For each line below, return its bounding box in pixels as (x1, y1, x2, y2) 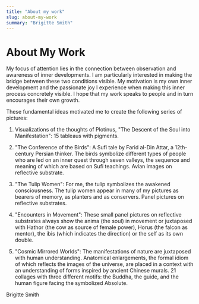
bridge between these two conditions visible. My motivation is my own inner (6, 78, 192, 85)
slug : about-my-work (6, 14, 58, 20)
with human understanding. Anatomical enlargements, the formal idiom (14, 254, 189, 262)
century (14, 150, 34, 158)
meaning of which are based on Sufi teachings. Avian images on (14, 163, 172, 170)
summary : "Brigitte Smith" (6, 20, 73, 26)
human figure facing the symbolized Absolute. (14, 280, 128, 287)
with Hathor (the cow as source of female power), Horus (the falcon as (14, 224, 188, 231)
